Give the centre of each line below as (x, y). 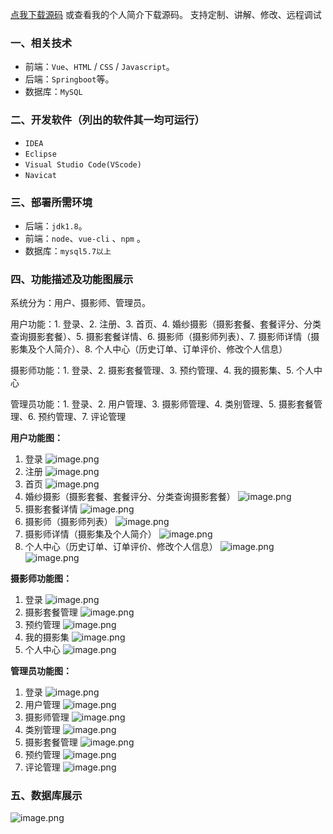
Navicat (40, 175)
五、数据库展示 (46, 796)
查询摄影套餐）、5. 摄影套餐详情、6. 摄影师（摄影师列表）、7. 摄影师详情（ (161, 337)
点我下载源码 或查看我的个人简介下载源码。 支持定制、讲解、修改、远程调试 (166, 14)
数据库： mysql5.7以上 (68, 250)
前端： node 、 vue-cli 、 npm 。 (85, 238)
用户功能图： (36, 438)
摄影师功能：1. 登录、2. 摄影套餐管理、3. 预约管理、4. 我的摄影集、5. (152, 370)
